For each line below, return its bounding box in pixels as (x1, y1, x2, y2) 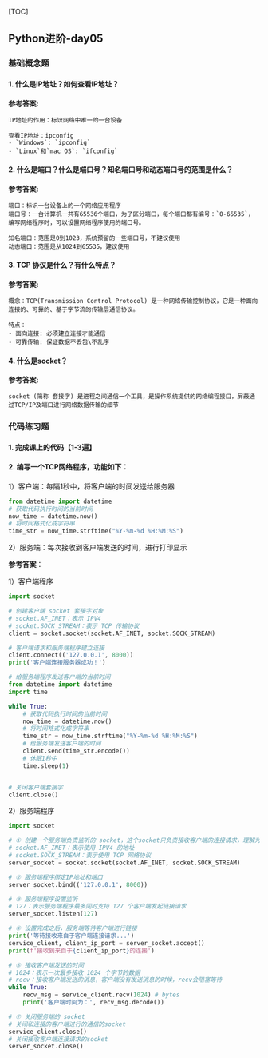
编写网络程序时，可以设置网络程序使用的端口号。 (8, 218, 145, 226)
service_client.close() (8, 1028, 88, 1036)
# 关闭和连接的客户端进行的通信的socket (8, 1020, 126, 1028)
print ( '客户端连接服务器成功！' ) (8, 659, 106, 667)
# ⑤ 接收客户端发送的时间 (8, 961, 85, 969)
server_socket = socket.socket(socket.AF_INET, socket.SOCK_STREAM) (8, 859, 241, 867)
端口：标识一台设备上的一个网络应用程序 (8, 202, 121, 210)
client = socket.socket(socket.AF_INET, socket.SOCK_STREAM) (8, 629, 216, 637)
